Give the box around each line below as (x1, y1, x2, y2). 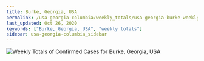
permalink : (6, 14, 34, 21)
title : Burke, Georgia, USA (6, 8, 78, 15)
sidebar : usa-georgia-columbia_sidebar (6, 31, 107, 37)
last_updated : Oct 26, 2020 (6, 20, 78, 26)
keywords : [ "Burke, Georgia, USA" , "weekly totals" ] (6, 25, 143, 32)
